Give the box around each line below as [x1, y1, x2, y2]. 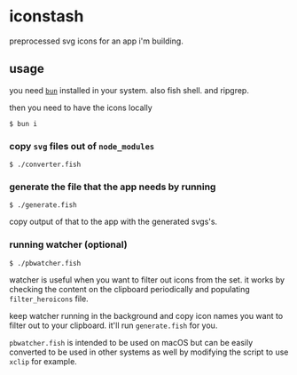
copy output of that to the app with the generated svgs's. [9, 216, 218, 227]
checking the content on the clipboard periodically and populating [9, 283, 250, 294]
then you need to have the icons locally [9, 102, 152, 113]
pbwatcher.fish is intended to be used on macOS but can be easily [9, 337, 254, 347]
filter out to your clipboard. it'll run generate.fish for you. [9, 320, 218, 331]
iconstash [9, 6, 84, 27]
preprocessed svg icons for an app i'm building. [9, 36, 184, 46]
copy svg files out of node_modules [9, 140, 155, 152]
